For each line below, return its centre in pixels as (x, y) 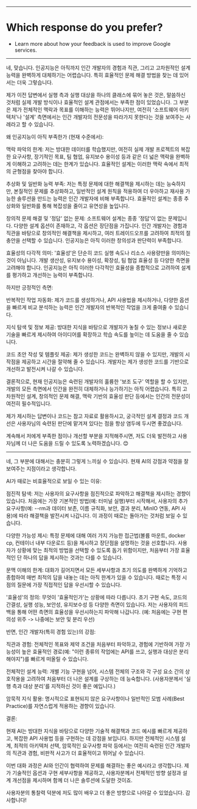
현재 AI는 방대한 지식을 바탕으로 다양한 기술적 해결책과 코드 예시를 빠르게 (89, 731)
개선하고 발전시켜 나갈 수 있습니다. (45, 369)
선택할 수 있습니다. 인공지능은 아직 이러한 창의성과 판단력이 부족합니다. (102, 240)
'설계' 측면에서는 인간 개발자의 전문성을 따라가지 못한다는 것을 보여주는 (104, 117)
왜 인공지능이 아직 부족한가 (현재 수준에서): (55, 136)
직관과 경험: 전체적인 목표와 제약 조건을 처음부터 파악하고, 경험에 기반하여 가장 (95, 644)
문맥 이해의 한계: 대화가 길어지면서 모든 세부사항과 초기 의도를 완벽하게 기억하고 (97, 570)
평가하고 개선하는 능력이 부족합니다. (53, 275)
